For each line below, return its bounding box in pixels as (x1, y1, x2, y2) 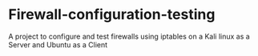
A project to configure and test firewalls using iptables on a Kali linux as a (8, 32, 250, 41)
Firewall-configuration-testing (8, 6, 216, 24)
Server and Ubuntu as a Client (8, 39, 108, 49)
